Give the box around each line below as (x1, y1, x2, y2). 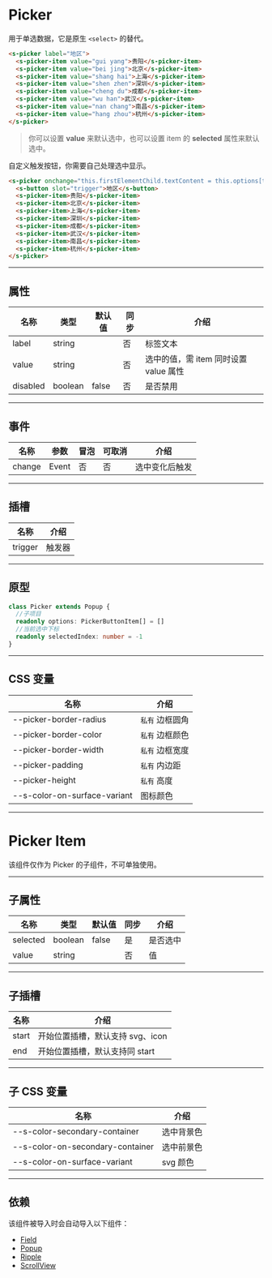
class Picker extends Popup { (8, 603, 111, 611)
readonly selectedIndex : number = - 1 (15, 633, 143, 641)
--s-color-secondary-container (12, 1126, 139, 1137)
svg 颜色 (161, 1157, 194, 1168)
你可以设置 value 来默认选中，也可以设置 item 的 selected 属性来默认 (28, 133, 260, 143)
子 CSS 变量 (8, 1084, 67, 1098)
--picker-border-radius (12, 714, 107, 725)
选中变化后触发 (134, 461, 193, 472)
